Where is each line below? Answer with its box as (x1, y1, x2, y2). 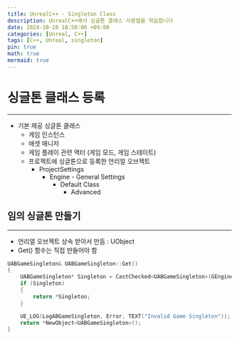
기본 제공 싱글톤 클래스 (17, 121, 81, 130)
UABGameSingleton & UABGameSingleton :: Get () (7, 260, 139, 267)
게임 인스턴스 (28, 130, 65, 139)
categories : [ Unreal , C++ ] (7, 30, 87, 38)
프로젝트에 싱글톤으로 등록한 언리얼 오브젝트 (28, 157, 151, 165)
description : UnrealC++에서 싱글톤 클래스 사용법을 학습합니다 (7, 17, 174, 24)
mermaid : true (7, 57, 50, 64)
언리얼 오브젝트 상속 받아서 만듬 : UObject (17, 236, 135, 246)
